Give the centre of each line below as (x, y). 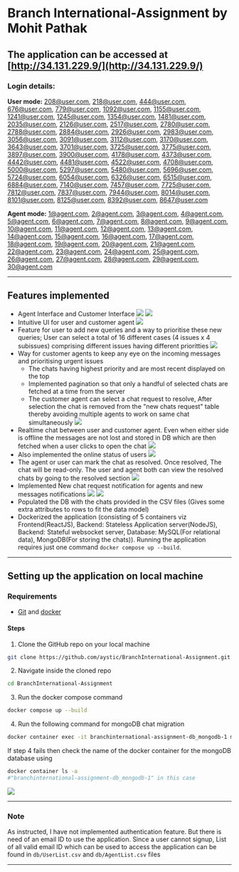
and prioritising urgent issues (60, 360)
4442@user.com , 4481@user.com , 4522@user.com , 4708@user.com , (110, 162)
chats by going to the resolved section (74, 478)
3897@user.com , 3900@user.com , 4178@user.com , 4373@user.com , (110, 154)
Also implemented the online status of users (82, 455)
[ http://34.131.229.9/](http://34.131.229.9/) (105, 66)
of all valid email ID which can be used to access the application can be (112, 847)
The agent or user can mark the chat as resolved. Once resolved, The (119, 462)
